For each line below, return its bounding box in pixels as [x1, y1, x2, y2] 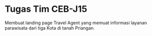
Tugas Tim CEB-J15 [5, 3, 87, 15]
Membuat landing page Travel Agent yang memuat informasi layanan [5, 20, 147, 26]
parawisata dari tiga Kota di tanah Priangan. [5, 25, 95, 31]
